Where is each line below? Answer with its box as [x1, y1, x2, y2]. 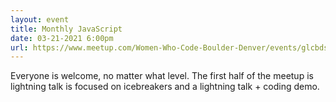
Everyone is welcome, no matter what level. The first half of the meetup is [10, 70, 314, 82]
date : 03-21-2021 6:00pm [10, 33, 114, 43]
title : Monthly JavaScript [10, 24, 123, 34]
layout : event [10, 14, 70, 25]
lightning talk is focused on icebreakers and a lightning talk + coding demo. [10, 81, 320, 93]
